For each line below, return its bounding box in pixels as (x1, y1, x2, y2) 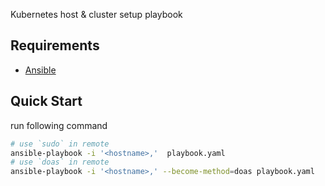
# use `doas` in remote (10, 157, 110, 168)
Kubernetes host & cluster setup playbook (10, 9, 183, 20)
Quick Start (10, 93, 83, 110)
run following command (10, 119, 108, 131)
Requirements (10, 37, 100, 54)
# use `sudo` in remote (10, 139, 110, 149)
